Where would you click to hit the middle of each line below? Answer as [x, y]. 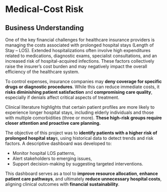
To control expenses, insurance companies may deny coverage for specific [83, 81]
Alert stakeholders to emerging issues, [52, 158]
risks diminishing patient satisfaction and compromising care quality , [79, 92]
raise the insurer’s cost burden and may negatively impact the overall [76, 66]
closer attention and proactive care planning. [53, 123]
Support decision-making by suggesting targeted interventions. [78, 164]
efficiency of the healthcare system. [42, 72]
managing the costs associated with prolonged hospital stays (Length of [79, 45]
